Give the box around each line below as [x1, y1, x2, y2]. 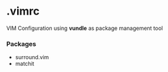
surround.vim [15, 54, 49, 61]
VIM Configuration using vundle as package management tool [6, 24, 163, 32]
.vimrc [6, 4, 40, 18]
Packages [6, 40, 37, 48]
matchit [15, 60, 35, 68]
